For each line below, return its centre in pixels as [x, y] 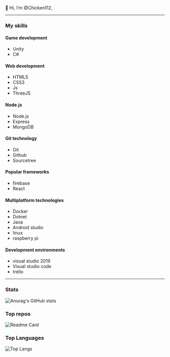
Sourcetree [24, 160]
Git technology [21, 139]
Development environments [35, 250]
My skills [16, 25]
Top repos [18, 314]
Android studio [28, 228]
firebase [21, 183]
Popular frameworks [27, 172]
